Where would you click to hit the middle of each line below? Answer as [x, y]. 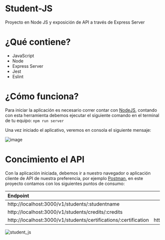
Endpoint [18, 196]
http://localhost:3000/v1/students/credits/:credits [65, 212]
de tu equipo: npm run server [35, 120]
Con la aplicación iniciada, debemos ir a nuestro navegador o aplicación [78, 173]
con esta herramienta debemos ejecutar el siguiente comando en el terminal [82, 115]
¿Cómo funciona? [42, 97]
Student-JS [29, 9]
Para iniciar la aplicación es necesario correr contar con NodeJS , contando [81, 110]
